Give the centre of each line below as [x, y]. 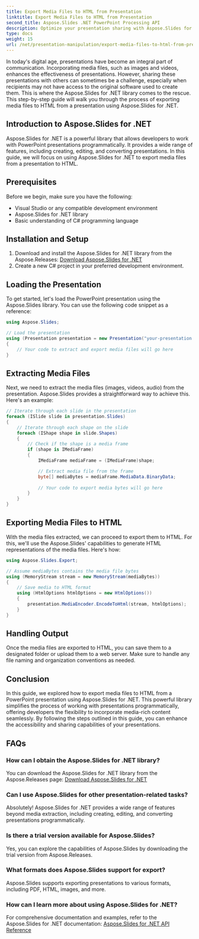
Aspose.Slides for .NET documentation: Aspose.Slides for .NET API [88, 924]
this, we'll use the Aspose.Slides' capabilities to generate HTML [84, 543]
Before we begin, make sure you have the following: [69, 197]
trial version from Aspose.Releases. [49, 855]
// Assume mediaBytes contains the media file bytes [73, 571]
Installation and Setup [47, 239]
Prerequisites [31, 182]
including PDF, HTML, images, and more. [56, 889]
